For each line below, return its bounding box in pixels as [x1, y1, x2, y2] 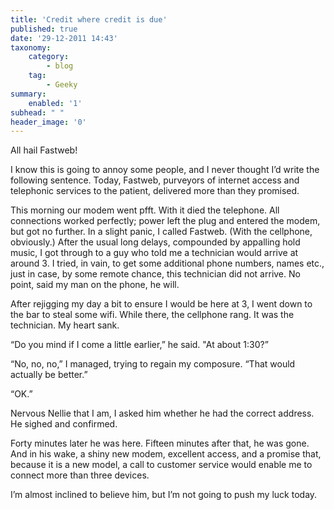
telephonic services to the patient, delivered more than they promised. [10, 185, 300, 197]
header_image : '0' [10, 117, 87, 127]
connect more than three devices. [10, 469, 150, 481]
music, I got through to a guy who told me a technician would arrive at [10, 247, 299, 259]
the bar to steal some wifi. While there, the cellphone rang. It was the [10, 309, 295, 321]
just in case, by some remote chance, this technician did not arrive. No [10, 268, 301, 280]
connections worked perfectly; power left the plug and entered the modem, [10, 215, 321, 227]
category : [28, 52, 70, 62]
